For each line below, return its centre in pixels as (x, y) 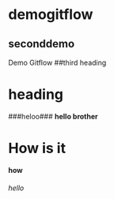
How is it (37, 148)
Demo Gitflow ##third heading (57, 62)
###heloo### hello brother (53, 116)
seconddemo (42, 44)
